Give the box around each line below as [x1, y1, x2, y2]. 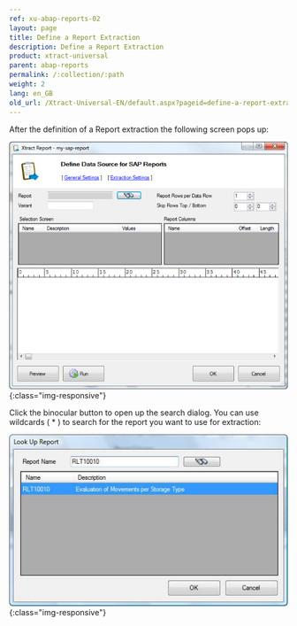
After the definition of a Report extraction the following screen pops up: [9, 124, 270, 135]
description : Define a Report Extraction [9, 43, 164, 51]
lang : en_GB [9, 89, 53, 97]
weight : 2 [9, 80, 46, 89]
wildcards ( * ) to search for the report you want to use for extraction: [9, 416, 262, 427]
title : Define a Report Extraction [9, 33, 141, 42]
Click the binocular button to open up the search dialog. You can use [9, 407, 259, 418]
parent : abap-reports [9, 61, 89, 70]
